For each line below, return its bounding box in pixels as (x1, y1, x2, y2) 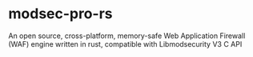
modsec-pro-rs (8, 5, 114, 23)
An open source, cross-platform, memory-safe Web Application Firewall (8, 31, 246, 40)
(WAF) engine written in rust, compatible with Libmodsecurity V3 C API (8, 39, 243, 48)
